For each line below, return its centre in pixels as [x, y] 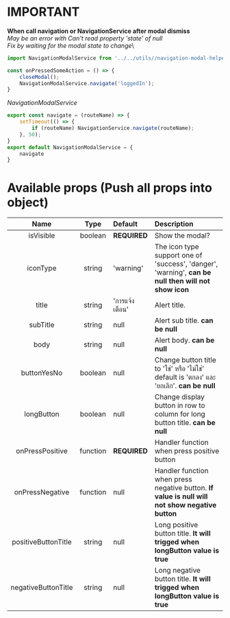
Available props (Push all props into [110, 188]
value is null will [181, 496]
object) [28, 202]
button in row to [180, 406]
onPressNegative [42, 492]
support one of [178, 255]
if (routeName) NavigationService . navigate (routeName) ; [113, 128]
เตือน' [120, 310]
